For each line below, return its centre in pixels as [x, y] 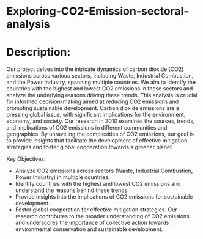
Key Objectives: [26, 159]
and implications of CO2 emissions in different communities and [87, 128]
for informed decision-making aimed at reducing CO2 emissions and [93, 101]
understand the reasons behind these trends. [72, 190]
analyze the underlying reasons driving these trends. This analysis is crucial [102, 95]
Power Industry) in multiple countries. [62, 177]
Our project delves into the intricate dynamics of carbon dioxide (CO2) [95, 69]
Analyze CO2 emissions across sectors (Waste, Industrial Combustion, [104, 171]
